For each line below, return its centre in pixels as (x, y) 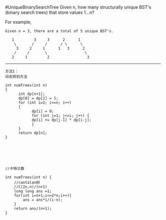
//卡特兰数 (15, 168)
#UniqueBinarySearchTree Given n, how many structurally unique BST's (78, 7)
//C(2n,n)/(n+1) (31, 187)
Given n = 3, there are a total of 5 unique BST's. (59, 31)
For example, (19, 22)
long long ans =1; (33, 191)
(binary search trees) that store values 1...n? (50, 12)
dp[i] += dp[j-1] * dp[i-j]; (62, 120)
